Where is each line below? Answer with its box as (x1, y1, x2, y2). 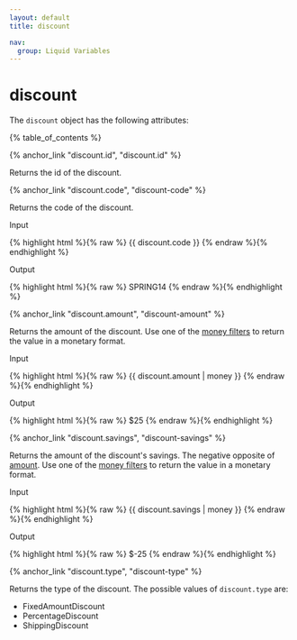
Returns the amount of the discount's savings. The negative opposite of (9, 450, 275, 461)
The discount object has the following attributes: (9, 114, 189, 126)
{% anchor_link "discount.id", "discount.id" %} (9, 150, 182, 160)
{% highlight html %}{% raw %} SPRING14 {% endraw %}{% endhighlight (9, 281, 283, 293)
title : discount (9, 22, 70, 31)
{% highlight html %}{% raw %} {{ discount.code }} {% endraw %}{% (9, 237, 268, 248)
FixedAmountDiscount (22, 601, 105, 612)
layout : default (9, 13, 70, 23)
